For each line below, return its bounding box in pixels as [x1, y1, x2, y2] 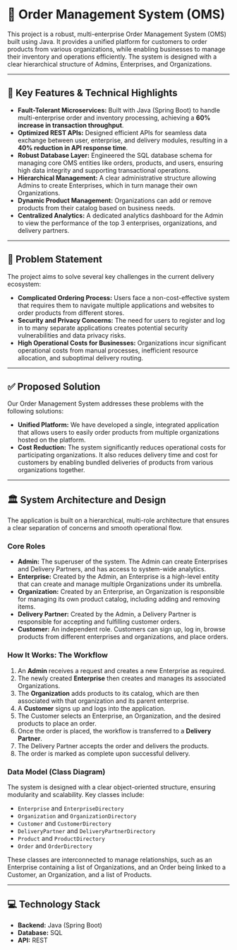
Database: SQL [17, 928, 63, 937]
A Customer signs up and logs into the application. [17, 704, 166, 712]
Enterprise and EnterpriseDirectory [17, 804, 125, 813]
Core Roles [7, 542, 46, 551]
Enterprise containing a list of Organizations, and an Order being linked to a [7, 863, 226, 871]
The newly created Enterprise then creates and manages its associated [17, 674, 226, 682]
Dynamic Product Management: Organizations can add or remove [17, 196, 212, 205]
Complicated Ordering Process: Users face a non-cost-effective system [17, 293, 230, 302]
